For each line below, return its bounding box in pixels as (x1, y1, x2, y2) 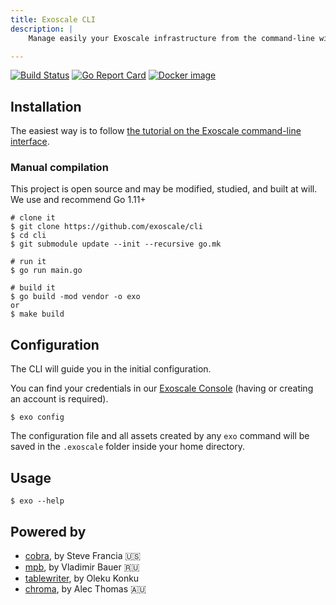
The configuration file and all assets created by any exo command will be (10, 430, 310, 442)
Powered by (10, 523, 87, 540)
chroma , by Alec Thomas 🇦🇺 (24, 582, 147, 595)
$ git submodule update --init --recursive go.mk (10, 239, 222, 250)
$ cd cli (10, 231, 47, 241)
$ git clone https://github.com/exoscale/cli (10, 222, 203, 232)
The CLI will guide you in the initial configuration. (10, 363, 212, 375)
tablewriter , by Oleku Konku (24, 572, 140, 584)
